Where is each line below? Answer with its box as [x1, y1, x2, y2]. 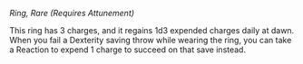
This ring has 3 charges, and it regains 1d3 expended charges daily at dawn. [9, 25, 295, 35]
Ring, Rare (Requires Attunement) [9, 8, 134, 18]
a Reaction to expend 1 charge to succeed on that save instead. [9, 44, 247, 55]
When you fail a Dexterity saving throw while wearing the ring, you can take [9, 35, 292, 45]
